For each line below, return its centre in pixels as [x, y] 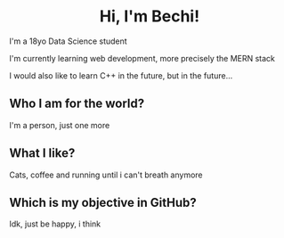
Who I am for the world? [77, 104]
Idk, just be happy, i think [55, 224]
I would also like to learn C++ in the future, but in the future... [121, 75]
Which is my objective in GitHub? [103, 202]
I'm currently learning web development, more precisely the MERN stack [142, 58]
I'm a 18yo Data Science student [68, 41]
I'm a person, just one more [60, 125]
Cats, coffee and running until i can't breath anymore [106, 175]
